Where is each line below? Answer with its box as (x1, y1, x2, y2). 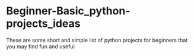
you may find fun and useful (6, 43, 75, 50)
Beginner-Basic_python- (6, 4, 131, 18)
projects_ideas (6, 17, 81, 30)
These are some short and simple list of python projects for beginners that (6, 36, 188, 43)
